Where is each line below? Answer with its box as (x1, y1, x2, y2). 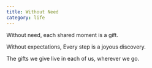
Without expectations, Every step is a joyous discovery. (6, 43, 146, 50)
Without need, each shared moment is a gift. (6, 31, 118, 38)
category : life (6, 15, 45, 21)
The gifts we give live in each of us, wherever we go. (6, 55, 140, 62)
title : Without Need (6, 8, 59, 15)
